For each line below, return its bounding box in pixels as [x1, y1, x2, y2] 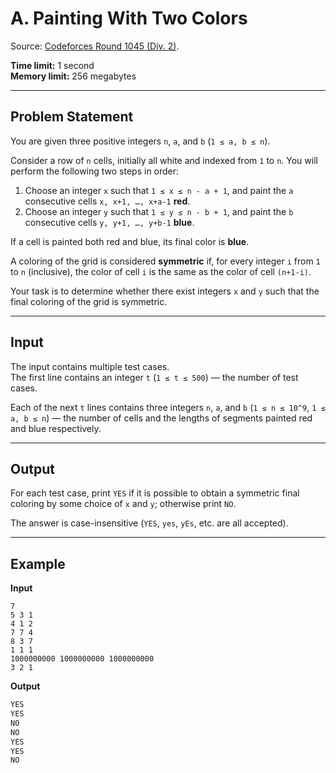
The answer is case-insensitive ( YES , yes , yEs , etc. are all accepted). [10, 517, 289, 529]
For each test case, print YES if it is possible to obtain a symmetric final [10, 487, 300, 499]
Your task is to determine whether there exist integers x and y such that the [10, 285, 320, 297]
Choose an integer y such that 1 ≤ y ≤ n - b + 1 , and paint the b [24, 205, 294, 217]
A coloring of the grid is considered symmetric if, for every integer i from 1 [10, 255, 321, 267]
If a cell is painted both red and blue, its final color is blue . [10, 235, 250, 247]
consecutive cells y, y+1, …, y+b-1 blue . [24, 216, 195, 228]
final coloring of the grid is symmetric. [10, 295, 168, 307]
